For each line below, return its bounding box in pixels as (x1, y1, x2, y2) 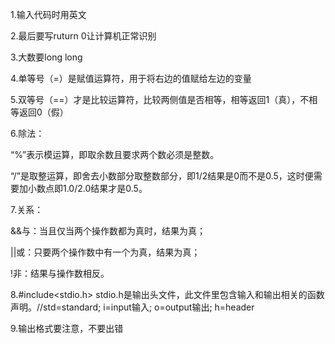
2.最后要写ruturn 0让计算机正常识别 (10, 30, 157, 42)
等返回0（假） (10, 106, 69, 118)
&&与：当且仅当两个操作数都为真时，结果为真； (10, 225, 207, 237)
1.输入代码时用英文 (10, 9, 87, 20)
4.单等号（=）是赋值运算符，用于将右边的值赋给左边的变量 (10, 73, 252, 84)
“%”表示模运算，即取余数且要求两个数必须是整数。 (10, 149, 220, 160)
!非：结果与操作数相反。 (10, 268, 110, 279)
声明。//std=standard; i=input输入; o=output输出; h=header (10, 301, 255, 313)
